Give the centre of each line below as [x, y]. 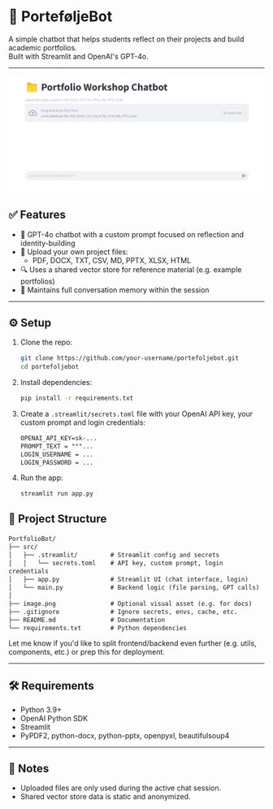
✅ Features [37, 215]
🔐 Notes [29, 768]
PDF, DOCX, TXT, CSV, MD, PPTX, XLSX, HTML [112, 260]
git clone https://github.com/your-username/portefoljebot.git [130, 358]
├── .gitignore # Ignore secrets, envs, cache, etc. [123, 612]
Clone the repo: [46, 342]
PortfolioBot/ [32, 539]
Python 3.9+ [41, 709]
